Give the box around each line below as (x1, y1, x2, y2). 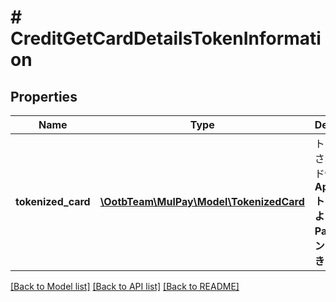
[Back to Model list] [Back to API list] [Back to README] (10, 281, 240, 292)
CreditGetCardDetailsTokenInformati (10, 27, 322, 50)
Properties (10, 88, 78, 105)
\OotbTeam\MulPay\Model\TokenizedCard (99, 195, 305, 208)
